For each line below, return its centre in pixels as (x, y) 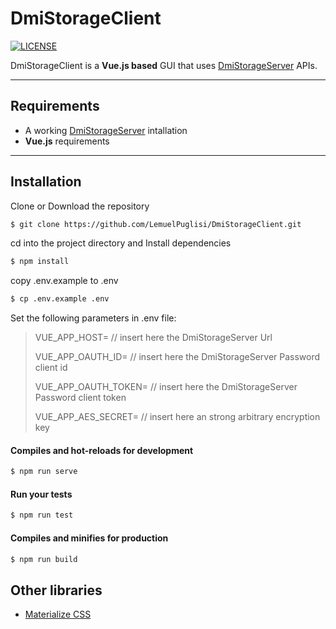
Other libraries (56, 590)
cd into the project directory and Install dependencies (121, 243)
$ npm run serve (44, 472)
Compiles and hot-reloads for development (102, 450)
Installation (46, 182)
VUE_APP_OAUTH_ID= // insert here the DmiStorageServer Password (177, 357)
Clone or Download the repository (80, 206)
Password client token (80, 398)
